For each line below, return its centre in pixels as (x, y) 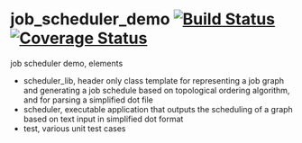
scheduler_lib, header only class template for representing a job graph (154, 80)
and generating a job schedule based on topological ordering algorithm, (156, 90)
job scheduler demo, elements (67, 63)
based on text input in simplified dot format (103, 119)
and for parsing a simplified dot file (88, 100)
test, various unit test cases (74, 128)
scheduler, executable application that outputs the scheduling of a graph (158, 109)
